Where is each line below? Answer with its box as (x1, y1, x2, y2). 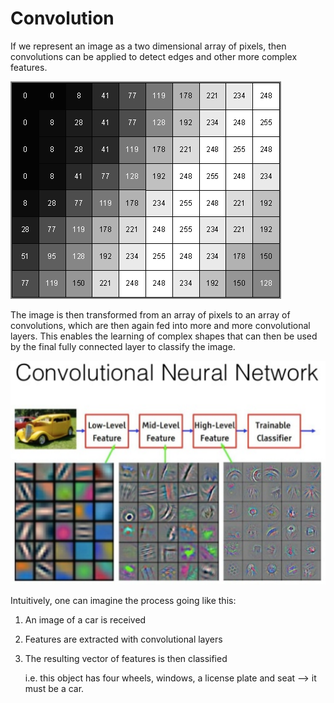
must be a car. (24, 683, 85, 695)
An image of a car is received (24, 614, 147, 626)
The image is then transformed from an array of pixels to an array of (10, 308, 291, 321)
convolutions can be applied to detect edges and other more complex (10, 50, 298, 62)
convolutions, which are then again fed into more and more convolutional (10, 319, 311, 331)
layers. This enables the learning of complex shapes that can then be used (10, 330, 318, 342)
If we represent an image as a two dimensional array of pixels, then (10, 40, 287, 52)
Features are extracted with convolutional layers (24, 633, 223, 646)
